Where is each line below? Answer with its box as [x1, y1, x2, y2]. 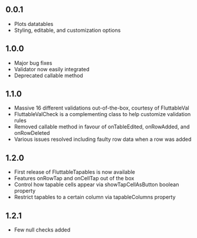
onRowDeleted [14, 130, 50, 137]
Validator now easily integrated [14, 65, 90, 72]
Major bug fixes [14, 59, 52, 67]
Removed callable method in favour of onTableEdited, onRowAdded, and [14, 123, 190, 130]
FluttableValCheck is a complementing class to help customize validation [14, 111, 191, 118]
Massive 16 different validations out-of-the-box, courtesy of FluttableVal [14, 104, 189, 111]
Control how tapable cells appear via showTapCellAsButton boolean [14, 181, 179, 188]
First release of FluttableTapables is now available [14, 168, 135, 176]
